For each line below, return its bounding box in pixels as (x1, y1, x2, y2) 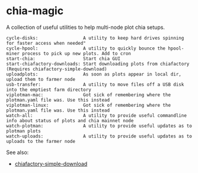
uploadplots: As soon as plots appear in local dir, (6, 71, 182, 77)
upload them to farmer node (6, 76, 76, 82)
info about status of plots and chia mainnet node (6, 117, 134, 123)
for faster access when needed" (6, 40, 86, 46)
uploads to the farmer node (6, 138, 76, 144)
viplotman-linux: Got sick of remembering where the (6, 102, 171, 108)
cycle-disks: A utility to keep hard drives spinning (6, 35, 184, 41)
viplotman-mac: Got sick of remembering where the (6, 92, 171, 98)
